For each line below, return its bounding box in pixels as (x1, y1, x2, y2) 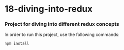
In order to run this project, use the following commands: (4, 32, 120, 37)
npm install (4, 41, 29, 46)
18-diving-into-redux (4, 3, 93, 15)
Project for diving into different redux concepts (4, 21, 119, 28)
